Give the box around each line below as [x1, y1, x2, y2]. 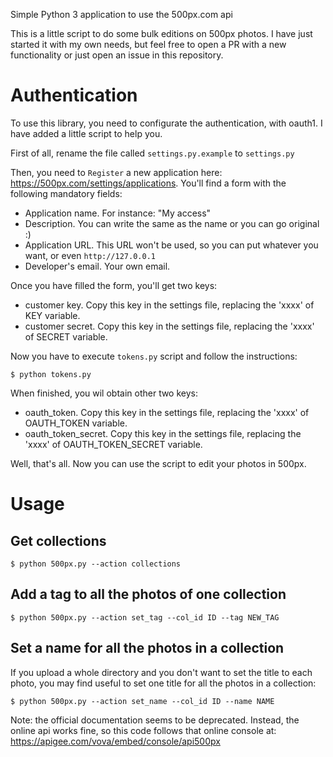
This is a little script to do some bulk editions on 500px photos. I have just [10, 28, 313, 39]
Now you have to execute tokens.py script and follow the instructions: [10, 350, 298, 362]
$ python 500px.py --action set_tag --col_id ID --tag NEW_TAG [10, 612, 280, 623]
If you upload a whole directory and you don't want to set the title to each [10, 666, 313, 678]
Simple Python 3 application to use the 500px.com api [10, 9, 233, 20]
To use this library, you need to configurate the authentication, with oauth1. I [10, 117, 323, 129]
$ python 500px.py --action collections [10, 559, 182, 569]
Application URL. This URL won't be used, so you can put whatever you [24, 239, 319, 251]
